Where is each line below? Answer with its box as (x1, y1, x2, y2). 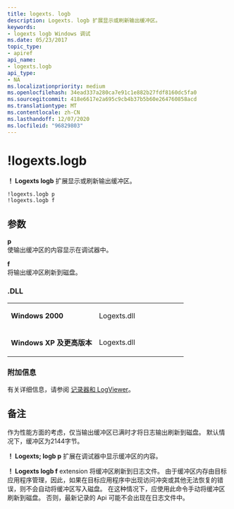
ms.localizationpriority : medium (7, 83, 106, 90)
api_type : (7, 69, 37, 76)
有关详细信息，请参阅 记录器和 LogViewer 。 (7, 385, 135, 393)
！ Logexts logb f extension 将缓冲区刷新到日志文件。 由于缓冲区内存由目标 (7, 467, 228, 475)
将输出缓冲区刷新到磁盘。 (7, 268, 82, 276)
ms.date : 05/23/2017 (7, 37, 68, 44)
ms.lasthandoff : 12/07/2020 (7, 115, 90, 122)
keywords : (7, 23, 37, 30)
